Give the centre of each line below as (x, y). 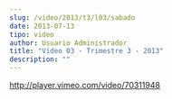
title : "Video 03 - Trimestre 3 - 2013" (87, 51)
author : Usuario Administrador (68, 43)
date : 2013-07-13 (42, 26)
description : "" (40, 59)
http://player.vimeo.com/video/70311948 (85, 85)
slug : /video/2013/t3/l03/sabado (72, 18)
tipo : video (32, 34)
